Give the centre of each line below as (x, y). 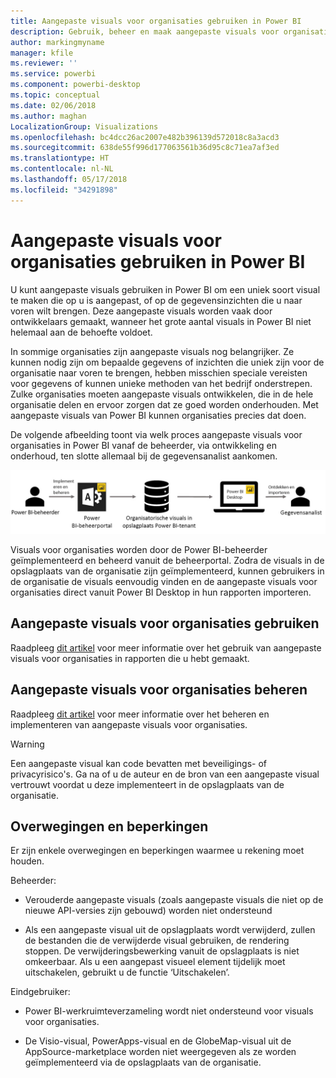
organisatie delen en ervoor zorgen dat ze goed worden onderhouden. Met (164, 404)
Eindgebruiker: (40, 992)
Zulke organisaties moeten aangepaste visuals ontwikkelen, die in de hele (162, 394)
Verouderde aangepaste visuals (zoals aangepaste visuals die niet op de (174, 900)
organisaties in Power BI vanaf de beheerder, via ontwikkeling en (143, 445)
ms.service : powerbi (53, 74)
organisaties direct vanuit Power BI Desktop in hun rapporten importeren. (161, 592)
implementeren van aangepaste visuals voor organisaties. (129, 724)
